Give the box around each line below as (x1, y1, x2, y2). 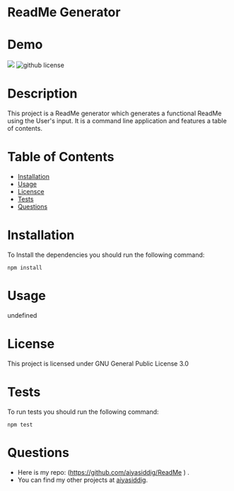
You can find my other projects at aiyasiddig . (17, 475, 148, 484)
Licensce (17, 187, 45, 195)
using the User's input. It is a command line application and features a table (7, 117, 228, 125)
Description (7, 86, 78, 102)
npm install (7, 264, 42, 271)
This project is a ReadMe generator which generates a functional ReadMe (7, 109, 222, 117)
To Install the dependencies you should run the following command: (7, 250, 205, 259)
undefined (7, 311, 37, 319)
